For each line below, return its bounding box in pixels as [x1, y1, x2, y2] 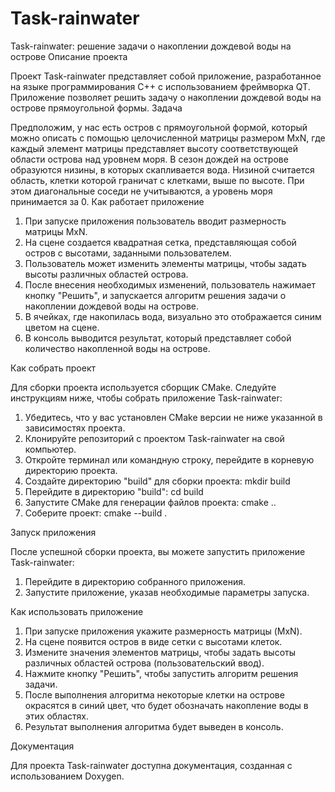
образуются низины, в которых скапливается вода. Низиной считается [10, 163, 315, 176]
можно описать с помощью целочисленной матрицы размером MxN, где [10, 132, 326, 144]
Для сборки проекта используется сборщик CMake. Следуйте [10, 381, 277, 393]
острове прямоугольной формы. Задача [10, 102, 183, 114]
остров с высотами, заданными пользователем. [24, 247, 232, 259]
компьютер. [24, 443, 77, 455]
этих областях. [24, 710, 89, 722]
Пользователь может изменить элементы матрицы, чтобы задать [24, 257, 307, 269]
